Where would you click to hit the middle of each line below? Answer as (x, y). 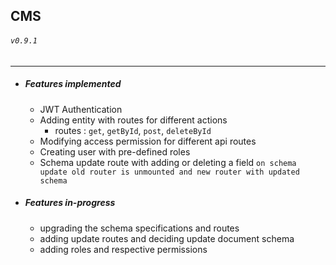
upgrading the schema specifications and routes (139, 228)
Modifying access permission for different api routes (148, 141)
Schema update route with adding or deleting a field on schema (168, 162)
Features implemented (73, 84)
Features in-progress (70, 203)
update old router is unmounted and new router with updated (169, 172)
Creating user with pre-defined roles (115, 151)
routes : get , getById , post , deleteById (133, 130)
